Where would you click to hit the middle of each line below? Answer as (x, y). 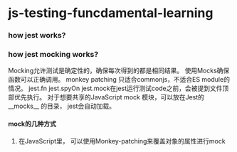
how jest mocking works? (53, 55)
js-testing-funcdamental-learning (111, 13)
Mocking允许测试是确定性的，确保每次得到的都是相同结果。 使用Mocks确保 (119, 71)
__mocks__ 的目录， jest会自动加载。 (62, 106)
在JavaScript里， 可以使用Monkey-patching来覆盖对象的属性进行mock (122, 141)
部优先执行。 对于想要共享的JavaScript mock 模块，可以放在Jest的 (106, 97)
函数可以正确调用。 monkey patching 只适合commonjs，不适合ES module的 (119, 80)
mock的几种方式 (32, 124)
